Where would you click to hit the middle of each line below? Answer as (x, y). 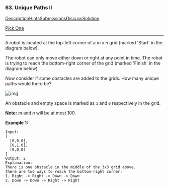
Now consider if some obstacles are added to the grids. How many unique (82, 78)
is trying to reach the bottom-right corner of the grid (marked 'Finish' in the (83, 63)
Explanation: (19, 163)
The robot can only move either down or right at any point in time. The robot (84, 58)
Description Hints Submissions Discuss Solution (52, 19)
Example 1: (17, 123)
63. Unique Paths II (29, 8)
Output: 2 (16, 159)
